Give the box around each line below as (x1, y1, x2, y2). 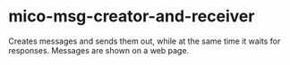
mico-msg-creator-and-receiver (8, 6, 255, 27)
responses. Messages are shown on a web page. (8, 45, 190, 55)
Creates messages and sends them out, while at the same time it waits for (8, 36, 281, 46)
